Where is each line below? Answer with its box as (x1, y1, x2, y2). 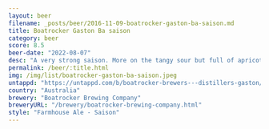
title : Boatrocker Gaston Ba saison (8, 26, 130, 34)
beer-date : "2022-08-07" (8, 49, 91, 57)
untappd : (8, 79, 38, 87)
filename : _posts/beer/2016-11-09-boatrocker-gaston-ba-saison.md (8, 19, 235, 27)
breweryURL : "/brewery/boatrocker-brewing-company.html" (8, 101, 203, 109)
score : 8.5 (8, 42, 45, 50)
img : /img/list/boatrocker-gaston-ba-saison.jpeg (8, 71, 178, 79)
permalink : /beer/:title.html (8, 64, 110, 72)
